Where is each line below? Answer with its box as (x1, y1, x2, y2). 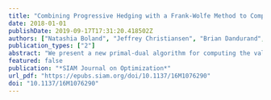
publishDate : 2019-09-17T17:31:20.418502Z (8, 27, 153, 35)
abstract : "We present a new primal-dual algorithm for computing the (8, 49, 251, 57)
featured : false (8, 57, 63, 65)
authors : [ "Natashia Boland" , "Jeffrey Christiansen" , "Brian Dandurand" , (8, 34, 265, 43)
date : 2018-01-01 (8, 19, 67, 27)
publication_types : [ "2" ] (8, 42, 95, 50)
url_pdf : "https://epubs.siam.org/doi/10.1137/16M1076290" (8, 72, 211, 80)
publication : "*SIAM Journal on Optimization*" (8, 65, 172, 73)
